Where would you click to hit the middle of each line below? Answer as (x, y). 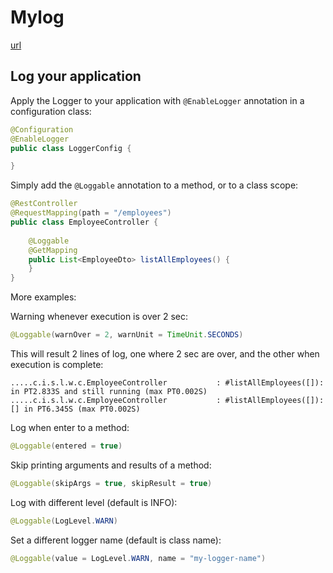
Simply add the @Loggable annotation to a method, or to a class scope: (154, 185)
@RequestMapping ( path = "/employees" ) (91, 213)
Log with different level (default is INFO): (94, 502)
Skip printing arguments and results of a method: (111, 465)
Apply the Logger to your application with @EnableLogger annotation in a (157, 100)
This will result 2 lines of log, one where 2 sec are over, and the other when (165, 354)
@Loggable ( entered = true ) (66, 446)
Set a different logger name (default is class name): (116, 540)
